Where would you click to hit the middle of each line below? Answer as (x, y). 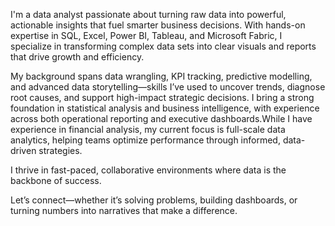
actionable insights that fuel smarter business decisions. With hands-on (158, 25)
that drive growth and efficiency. (77, 57)
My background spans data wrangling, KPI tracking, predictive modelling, (161, 76)
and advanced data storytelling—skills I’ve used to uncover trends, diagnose (168, 87)
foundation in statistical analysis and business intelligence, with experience (165, 108)
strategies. (60, 150)
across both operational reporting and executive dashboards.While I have (161, 118)
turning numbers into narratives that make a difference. (124, 210)
